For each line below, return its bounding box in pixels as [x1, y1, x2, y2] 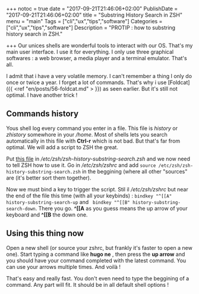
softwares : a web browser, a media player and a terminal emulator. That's [6, 55, 187, 61]
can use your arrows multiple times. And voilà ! [6, 263, 121, 270]
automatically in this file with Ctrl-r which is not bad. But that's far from [6, 137, 181, 144]
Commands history [6, 109, 79, 119]
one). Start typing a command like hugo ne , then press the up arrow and [6, 250, 185, 258]
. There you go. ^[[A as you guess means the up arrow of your [35, 205, 188, 212]
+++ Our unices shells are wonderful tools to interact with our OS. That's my [6, 42, 193, 49]
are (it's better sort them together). [6, 174, 91, 181]
